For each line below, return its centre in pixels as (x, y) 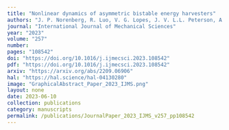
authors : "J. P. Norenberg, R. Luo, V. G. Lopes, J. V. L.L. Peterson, (111, 20)
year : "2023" (26, 33)
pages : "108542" (30, 52)
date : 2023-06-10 (32, 97)
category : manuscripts (39, 109)
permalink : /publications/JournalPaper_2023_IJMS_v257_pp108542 (101, 116)
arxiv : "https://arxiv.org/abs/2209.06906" (70, 71)
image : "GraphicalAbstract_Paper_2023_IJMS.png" (78, 84)
